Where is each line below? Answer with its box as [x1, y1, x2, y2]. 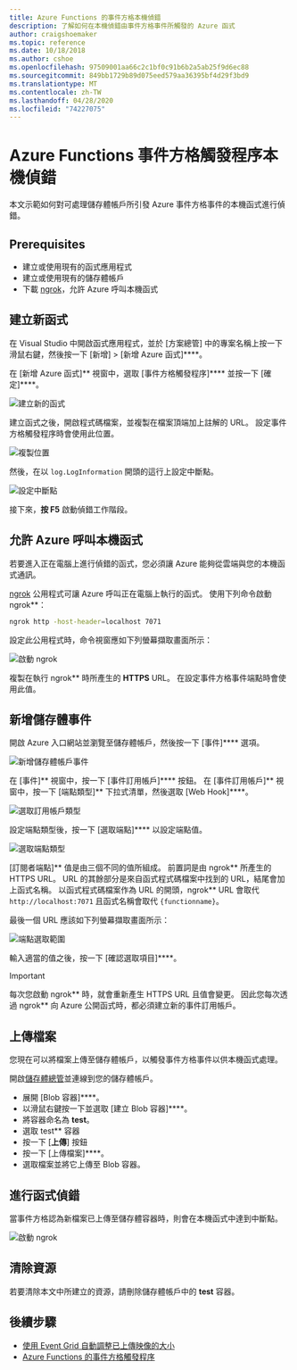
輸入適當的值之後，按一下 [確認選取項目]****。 [9, 952, 182, 964]
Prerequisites [9, 237, 86, 252]
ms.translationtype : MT [9, 79, 98, 88]
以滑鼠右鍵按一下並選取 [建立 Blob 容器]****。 [21, 1103, 193, 1114]
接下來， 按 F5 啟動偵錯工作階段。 [9, 503, 133, 514]
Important [9, 970, 45, 982]
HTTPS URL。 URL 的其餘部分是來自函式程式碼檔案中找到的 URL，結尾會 [9, 874, 278, 884]
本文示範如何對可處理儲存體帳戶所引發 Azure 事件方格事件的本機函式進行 [9, 199, 278, 210]
